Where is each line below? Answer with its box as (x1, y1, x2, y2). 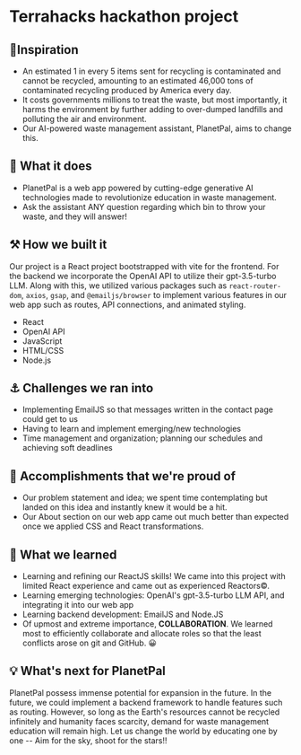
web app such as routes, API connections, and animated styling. (9, 299, 246, 310)
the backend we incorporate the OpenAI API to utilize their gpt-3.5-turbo (9, 270, 277, 281)
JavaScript (21, 335, 63, 347)
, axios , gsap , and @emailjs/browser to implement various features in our (21, 289, 288, 300)
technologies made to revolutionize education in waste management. (21, 191, 278, 203)
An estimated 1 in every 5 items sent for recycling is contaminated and (21, 66, 281, 76)
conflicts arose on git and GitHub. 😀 (21, 637, 157, 648)
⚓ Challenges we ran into (9, 381, 154, 396)
